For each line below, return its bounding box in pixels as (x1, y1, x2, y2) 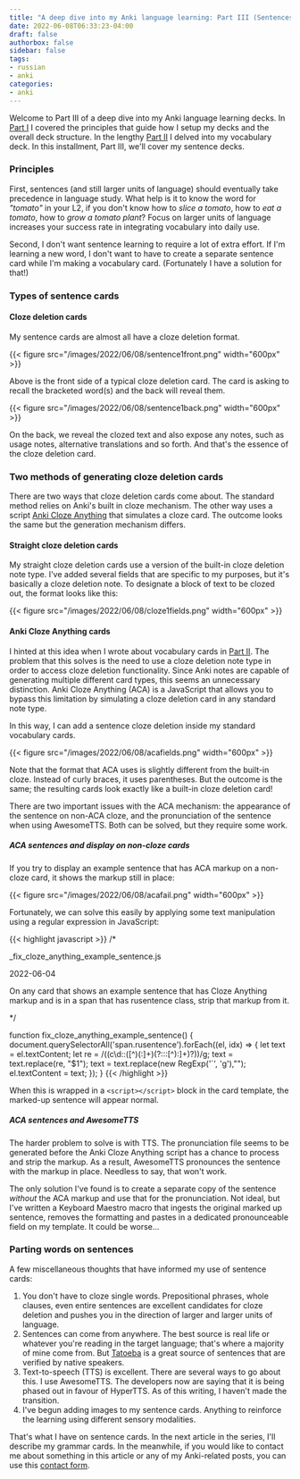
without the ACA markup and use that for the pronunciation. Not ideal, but (9, 1192, 280, 1203)
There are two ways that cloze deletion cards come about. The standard (9, 491, 275, 501)
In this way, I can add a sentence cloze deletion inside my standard (9, 720, 256, 731)
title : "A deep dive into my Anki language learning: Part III (9, 13, 250, 22)
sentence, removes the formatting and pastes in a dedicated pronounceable (9, 1212, 288, 1223)
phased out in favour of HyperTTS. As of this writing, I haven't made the (21, 1385, 287, 1396)
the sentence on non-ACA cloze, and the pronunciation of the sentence (9, 810, 271, 820)
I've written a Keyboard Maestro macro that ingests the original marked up (9, 1202, 283, 1213)
